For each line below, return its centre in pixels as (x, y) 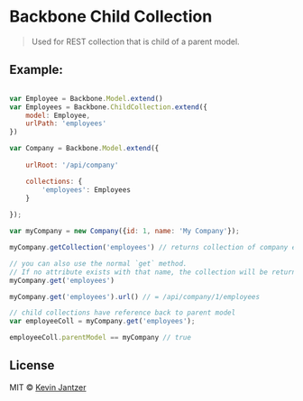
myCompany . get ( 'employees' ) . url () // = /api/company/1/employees (134, 296)
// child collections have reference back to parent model (123, 313)
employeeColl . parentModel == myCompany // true (101, 338)
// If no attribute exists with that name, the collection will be (139, 272)
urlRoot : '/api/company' (72, 165)
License (32, 365)
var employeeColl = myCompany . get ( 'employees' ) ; (102, 322)
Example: (36, 70)
